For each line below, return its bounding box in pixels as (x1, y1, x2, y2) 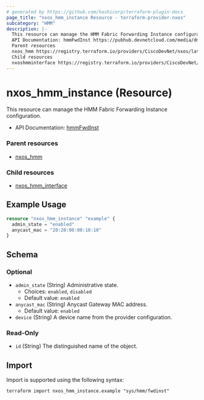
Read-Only (6, 328, 39, 337)
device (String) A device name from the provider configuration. (15, 314, 172, 321)
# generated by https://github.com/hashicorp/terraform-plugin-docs (6, 8, 183, 15)
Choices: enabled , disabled (24, 288, 92, 295)
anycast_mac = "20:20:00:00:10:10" (12, 227, 102, 233)
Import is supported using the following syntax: (6, 376, 124, 384)
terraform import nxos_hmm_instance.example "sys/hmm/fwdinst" (6, 388, 170, 395)
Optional (6, 268, 32, 276)
